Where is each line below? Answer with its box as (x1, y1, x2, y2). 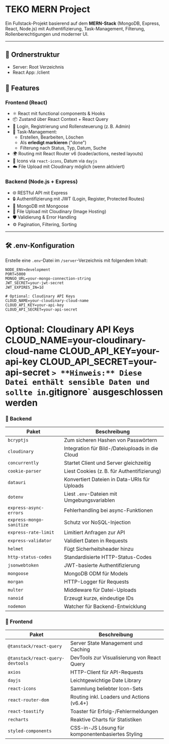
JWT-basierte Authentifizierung (64, 562, 140, 569)
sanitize (8, 522, 29, 528)
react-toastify (8, 709, 44, 714)
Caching (70, 646, 91, 653)
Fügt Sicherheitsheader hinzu (64, 545, 134, 552)
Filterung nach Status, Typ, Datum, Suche (20, 145, 107, 151)
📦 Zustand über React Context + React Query (12, 116, 109, 122)
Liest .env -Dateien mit (64, 491, 117, 498)
